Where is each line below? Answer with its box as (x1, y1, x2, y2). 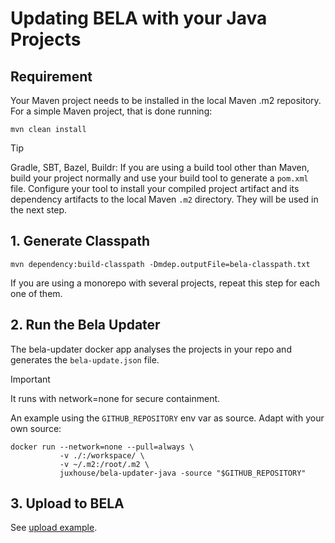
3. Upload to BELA (10, 495, 125, 512)
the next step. (10, 204, 68, 216)
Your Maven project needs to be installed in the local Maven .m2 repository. (10, 95, 322, 106)
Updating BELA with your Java (10, 7, 268, 30)
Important (10, 373, 51, 385)
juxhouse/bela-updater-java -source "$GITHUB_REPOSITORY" (59, 468, 307, 478)
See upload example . (10, 522, 98, 534)
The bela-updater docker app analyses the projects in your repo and (10, 343, 292, 355)
